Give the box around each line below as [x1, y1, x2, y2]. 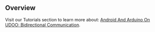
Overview [5, 4, 36, 12]
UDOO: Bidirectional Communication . [5, 22, 80, 28]
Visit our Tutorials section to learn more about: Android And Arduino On [5, 16, 151, 22]
